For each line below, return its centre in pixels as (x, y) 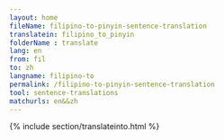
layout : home (34, 17)
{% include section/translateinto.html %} (85, 127)
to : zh (22, 68)
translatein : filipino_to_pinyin (72, 34)
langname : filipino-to (52, 76)
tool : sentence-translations (64, 92)
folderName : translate (54, 43)
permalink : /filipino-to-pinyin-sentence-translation (112, 84)
